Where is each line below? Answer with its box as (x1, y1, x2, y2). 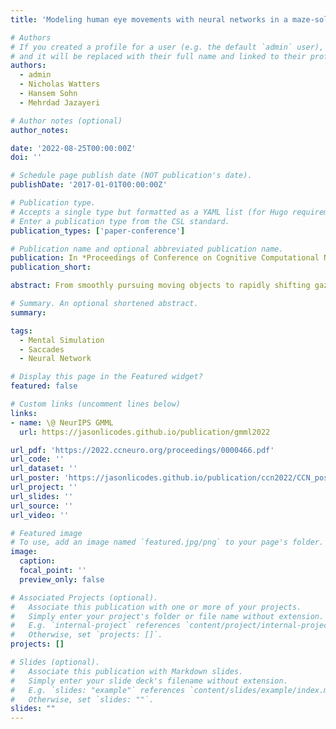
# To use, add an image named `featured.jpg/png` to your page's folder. (10, 537, 325, 548)
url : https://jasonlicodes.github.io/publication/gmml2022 (19, 427, 271, 437)
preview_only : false (19, 574, 105, 585)
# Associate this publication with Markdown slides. (10, 666, 244, 676)
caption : (19, 556, 56, 566)
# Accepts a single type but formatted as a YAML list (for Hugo (10, 207, 288, 217)
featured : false (10, 381, 78, 391)
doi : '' (10, 152, 43, 163)
